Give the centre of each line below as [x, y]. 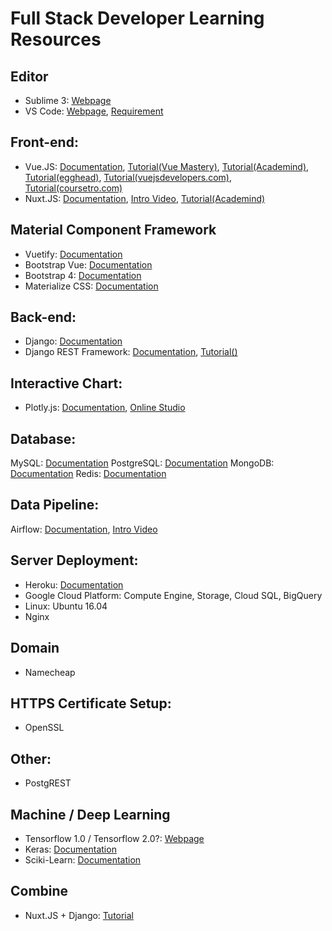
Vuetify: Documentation [73, 254]
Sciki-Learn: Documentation [83, 859]
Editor [29, 76]
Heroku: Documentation [74, 584]
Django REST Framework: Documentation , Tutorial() [131, 352]
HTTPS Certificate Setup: [91, 703]
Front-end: [44, 142]
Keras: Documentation [70, 849]
